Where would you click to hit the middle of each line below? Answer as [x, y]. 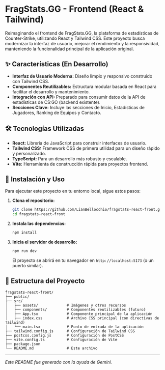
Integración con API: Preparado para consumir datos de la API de [79, 97]
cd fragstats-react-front [39, 214]
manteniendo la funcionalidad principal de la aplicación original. [69, 49]
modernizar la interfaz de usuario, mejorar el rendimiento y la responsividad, [82, 43]
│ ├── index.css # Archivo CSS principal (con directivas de [82, 318]
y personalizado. [29, 153]
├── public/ [17, 297]
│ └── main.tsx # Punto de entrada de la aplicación [74, 327]
